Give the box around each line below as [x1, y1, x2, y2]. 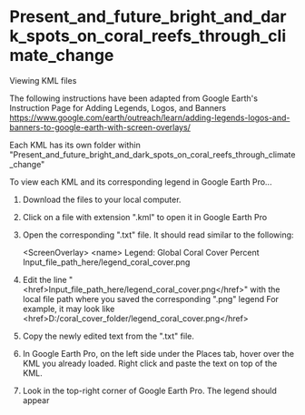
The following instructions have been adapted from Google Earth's [9, 93, 259, 104]
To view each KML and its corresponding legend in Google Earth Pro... [9, 176, 272, 187]
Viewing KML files [9, 75, 77, 86]
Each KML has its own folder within [9, 139, 141, 150]
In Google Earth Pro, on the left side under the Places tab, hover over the [22, 348, 295, 359]
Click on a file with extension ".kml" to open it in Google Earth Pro [22, 211, 268, 222]
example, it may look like [22, 303, 115, 314]
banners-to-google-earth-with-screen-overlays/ [9, 121, 191, 133]
